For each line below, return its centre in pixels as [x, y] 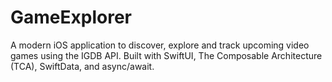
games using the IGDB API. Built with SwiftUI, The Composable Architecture [166, 55]
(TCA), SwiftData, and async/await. [82, 66]
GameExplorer [71, 17]
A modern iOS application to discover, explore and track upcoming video [160, 45]
